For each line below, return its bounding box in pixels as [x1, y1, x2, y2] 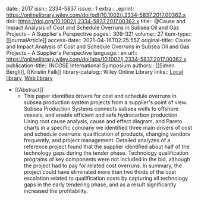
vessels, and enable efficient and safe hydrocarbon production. [23, 111, 180, 118]
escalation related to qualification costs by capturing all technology [23, 175, 188, 182]
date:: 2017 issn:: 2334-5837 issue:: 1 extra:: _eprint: [6, 5, 134, 12]
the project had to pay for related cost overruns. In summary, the [23, 162, 183, 169]
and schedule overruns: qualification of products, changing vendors [23, 130, 190, 137]
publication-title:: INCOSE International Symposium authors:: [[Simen [6, 62, 175, 69]
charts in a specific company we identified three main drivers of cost [23, 124, 192, 131]
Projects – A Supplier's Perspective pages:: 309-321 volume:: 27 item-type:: [6, 30, 192, 37]
